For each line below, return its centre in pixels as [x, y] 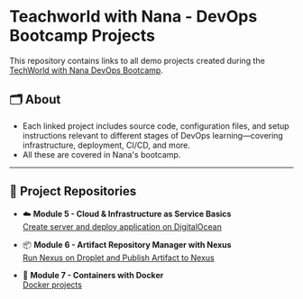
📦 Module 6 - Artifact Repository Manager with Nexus [127, 244]
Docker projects [52, 285]
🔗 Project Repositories [73, 191]
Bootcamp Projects [83, 36]
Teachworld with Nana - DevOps [133, 17]
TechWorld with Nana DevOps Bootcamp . [87, 70]
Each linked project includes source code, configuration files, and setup [156, 126]
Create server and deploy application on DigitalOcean [122, 226]
